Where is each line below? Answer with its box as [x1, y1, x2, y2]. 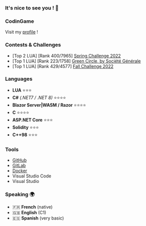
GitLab [12, 163, 26, 169]
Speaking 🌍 [5, 191, 35, 198]
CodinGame [5, 17, 35, 24]
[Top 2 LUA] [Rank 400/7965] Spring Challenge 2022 [12, 53, 121, 58]
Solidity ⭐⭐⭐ [12, 124, 39, 130]
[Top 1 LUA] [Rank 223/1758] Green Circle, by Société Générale [12, 58, 141, 64]
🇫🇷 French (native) [12, 204, 53, 210]
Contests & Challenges [5, 42, 61, 49]
